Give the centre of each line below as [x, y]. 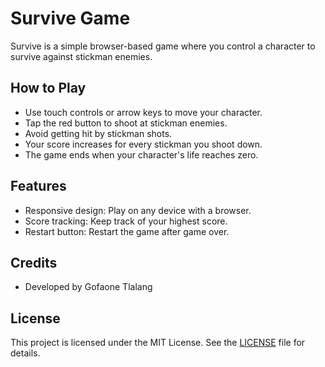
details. [25, 353]
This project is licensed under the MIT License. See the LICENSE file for [158, 343]
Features [38, 186]
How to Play [48, 88]
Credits [34, 262]
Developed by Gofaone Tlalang [88, 287]
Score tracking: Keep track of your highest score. [126, 221]
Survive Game [70, 18]
